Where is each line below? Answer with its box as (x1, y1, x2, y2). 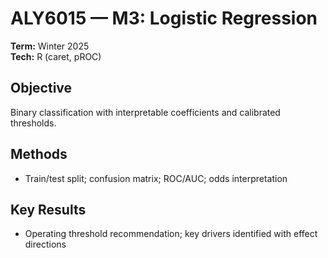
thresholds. (10, 117, 57, 129)
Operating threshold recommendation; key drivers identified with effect (24, 228, 318, 240)
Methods (10, 146, 68, 163)
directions (24, 238, 67, 251)
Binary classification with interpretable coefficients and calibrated (10, 106, 281, 118)
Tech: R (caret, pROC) (10, 50, 102, 62)
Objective (10, 80, 73, 97)
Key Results (10, 201, 87, 218)
